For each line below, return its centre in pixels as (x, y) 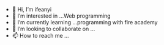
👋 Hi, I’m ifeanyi (32, 9)
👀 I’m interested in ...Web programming (61, 16)
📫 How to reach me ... (40, 36)
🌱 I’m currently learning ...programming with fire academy (85, 22)
